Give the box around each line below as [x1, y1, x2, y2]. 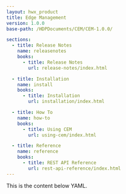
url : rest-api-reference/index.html [28, 165, 121, 172]
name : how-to [17, 115, 51, 121]
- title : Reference [12, 143, 61, 149]
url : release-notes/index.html [28, 65, 108, 71]
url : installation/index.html [28, 98, 105, 105]
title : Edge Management [6, 15, 67, 21]
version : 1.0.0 [6, 20, 45, 26]
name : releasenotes [17, 48, 67, 55]
